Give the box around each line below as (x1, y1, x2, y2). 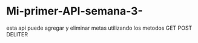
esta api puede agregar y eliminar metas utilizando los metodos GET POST (6, 24, 193, 31)
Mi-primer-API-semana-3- (6, 4, 144, 18)
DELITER (6, 30, 28, 38)
